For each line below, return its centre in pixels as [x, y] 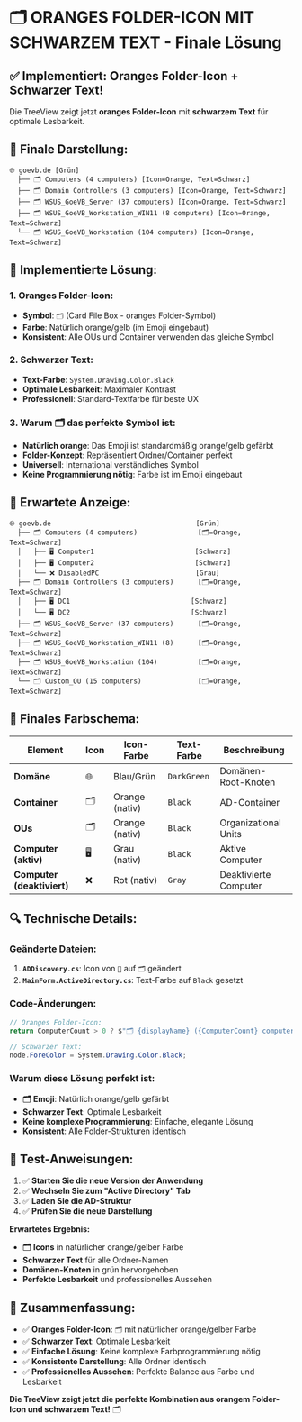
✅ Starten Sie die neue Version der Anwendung [113, 1180]
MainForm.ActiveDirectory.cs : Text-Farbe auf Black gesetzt [133, 980]
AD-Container [250, 802]
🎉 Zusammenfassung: [72, 1308]
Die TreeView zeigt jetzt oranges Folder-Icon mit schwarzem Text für [139, 112]
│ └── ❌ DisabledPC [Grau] [119, 573]
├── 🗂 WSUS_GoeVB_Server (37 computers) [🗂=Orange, [129, 624]
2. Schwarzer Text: [52, 360]
